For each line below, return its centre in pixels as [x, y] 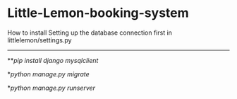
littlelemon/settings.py [39, 40]
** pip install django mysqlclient [53, 60]
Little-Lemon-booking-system [98, 13]
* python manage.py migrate [48, 74]
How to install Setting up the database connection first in [90, 33]
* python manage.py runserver [51, 88]
